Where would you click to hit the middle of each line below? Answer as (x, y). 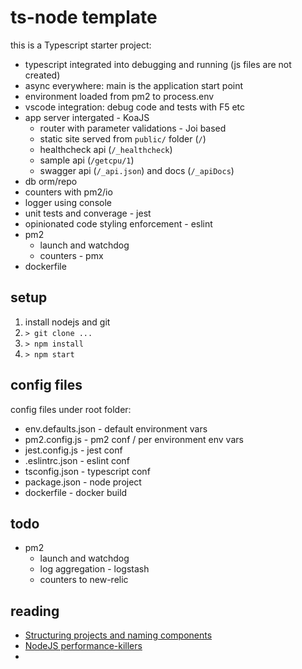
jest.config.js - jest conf (73, 450)
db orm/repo (51, 181)
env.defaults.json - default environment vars (116, 428)
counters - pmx (71, 255)
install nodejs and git (67, 322)
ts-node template (84, 17)
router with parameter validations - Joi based (133, 128)
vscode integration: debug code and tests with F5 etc (135, 107)
